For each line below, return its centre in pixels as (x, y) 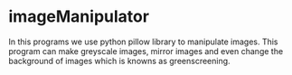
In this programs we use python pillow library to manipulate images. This (143, 42)
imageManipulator (79, 17)
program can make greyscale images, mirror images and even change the (146, 51)
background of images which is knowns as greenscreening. (120, 61)
